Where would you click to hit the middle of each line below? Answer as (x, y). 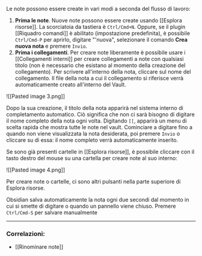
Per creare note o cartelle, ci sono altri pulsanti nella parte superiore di (93, 181)
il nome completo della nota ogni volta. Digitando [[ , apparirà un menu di (97, 121)
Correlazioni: (26, 234)
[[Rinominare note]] (39, 247)
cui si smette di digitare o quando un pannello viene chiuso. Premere (91, 206)
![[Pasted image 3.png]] (35, 96)
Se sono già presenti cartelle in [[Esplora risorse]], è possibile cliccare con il (100, 152)
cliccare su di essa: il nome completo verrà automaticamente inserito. (92, 140)
